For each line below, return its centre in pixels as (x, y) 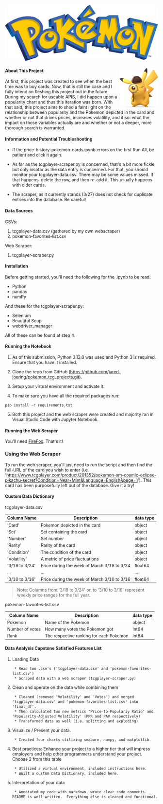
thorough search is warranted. (35, 128)
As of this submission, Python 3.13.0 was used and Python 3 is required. (84, 357)
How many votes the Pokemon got (79, 629)
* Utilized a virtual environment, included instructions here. (81, 769)
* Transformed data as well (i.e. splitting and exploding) (76, 721)
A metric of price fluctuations (70, 559)
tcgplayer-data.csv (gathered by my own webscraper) (66, 231)
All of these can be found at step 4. (40, 335)
